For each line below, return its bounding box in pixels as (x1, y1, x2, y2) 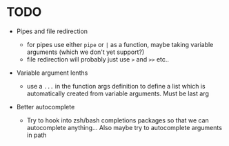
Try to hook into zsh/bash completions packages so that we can (26, 116, 210, 125)
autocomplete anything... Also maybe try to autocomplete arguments (26, 123, 222, 131)
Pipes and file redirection (16, 27, 88, 35)
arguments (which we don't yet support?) (26, 48, 145, 56)
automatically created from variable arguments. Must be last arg (26, 89, 210, 98)
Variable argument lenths (16, 69, 88, 77)
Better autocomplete (16, 102, 75, 111)
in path (26, 131, 47, 139)
